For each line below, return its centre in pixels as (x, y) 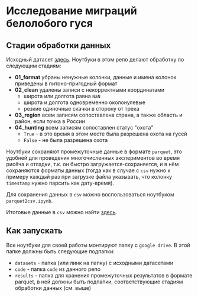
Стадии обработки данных (59, 45)
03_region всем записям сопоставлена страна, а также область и (98, 115)
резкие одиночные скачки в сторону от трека (82, 109)
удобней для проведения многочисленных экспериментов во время (93, 158)
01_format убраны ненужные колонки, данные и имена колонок (95, 77)
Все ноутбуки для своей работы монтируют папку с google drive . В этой (98, 245)
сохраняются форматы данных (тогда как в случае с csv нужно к (88, 170)
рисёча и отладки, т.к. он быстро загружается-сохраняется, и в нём (92, 164)
